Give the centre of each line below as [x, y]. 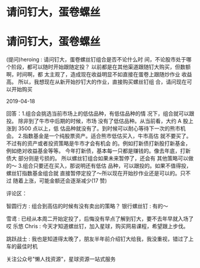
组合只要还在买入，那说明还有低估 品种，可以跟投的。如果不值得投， [107, 166]
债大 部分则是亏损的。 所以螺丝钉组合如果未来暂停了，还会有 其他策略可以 [97, 158]
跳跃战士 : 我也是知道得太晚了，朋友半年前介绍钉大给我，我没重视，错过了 [97, 239]
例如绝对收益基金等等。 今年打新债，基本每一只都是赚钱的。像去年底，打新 [99, 151]
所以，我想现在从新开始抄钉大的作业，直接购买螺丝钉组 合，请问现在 [102, 82]
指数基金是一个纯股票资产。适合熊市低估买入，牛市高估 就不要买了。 [107, 136]
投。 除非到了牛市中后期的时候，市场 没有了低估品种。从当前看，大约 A [94, 121]
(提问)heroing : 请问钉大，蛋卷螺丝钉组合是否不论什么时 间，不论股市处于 [96, 60]
